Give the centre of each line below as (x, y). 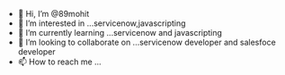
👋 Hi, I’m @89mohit (53, 14)
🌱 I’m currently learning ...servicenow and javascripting (120, 33)
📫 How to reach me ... (59, 62)
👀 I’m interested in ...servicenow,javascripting (102, 23)
